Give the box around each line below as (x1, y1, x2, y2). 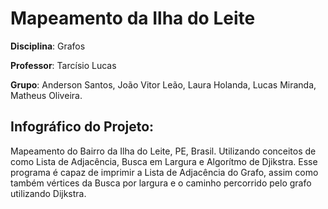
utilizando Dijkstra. (10, 187, 87, 199)
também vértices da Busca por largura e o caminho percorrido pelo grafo (10, 177, 312, 189)
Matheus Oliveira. (10, 89, 83, 101)
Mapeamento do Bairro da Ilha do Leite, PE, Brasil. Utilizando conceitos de (10, 145, 317, 157)
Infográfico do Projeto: (10, 118, 155, 136)
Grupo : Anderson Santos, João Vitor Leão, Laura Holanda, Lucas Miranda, (10, 78, 317, 91)
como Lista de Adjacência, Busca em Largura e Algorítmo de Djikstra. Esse (10, 155, 318, 167)
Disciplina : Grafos (10, 40, 86, 52)
